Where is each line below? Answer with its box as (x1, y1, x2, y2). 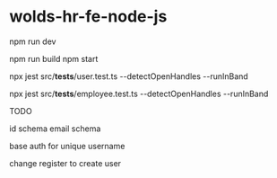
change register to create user (9, 157, 122, 168)
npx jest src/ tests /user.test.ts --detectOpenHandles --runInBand (9, 70, 248, 82)
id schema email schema (9, 123, 101, 134)
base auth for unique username (9, 140, 126, 151)
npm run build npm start (9, 53, 99, 64)
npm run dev (9, 36, 56, 47)
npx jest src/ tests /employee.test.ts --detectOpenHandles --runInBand (9, 88, 269, 99)
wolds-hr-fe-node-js (9, 6, 168, 27)
